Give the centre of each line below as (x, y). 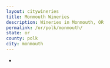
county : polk (22, 38)
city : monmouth (25, 44)
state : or (18, 33)
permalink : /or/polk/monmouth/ (44, 28)
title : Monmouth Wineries (38, 17)
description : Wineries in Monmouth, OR (55, 22)
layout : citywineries (33, 11)
